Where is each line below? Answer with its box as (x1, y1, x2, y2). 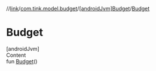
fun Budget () (6, 57, 38, 64)
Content (6, 51, 26, 59)
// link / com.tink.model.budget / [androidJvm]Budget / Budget (6, 5, 150, 12)
